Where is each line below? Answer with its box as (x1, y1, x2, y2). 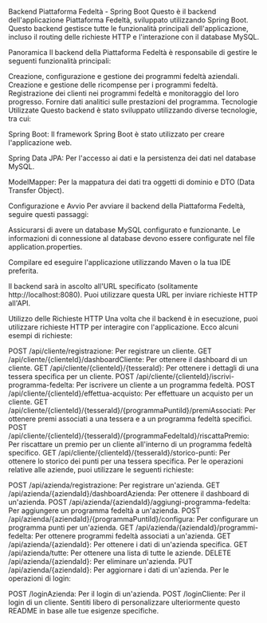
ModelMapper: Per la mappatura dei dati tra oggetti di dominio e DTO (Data (8, 177, 255, 187)
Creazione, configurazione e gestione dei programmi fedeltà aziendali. (8, 72, 240, 81)
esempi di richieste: (8, 331, 73, 340)
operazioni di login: (8, 574, 72, 583)
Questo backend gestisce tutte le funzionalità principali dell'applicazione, (8, 24, 249, 33)
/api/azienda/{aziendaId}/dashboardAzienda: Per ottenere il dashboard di (8, 489, 249, 498)
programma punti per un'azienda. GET (8, 522, 134, 532)
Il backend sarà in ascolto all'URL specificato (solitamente (8, 282, 198, 290)
